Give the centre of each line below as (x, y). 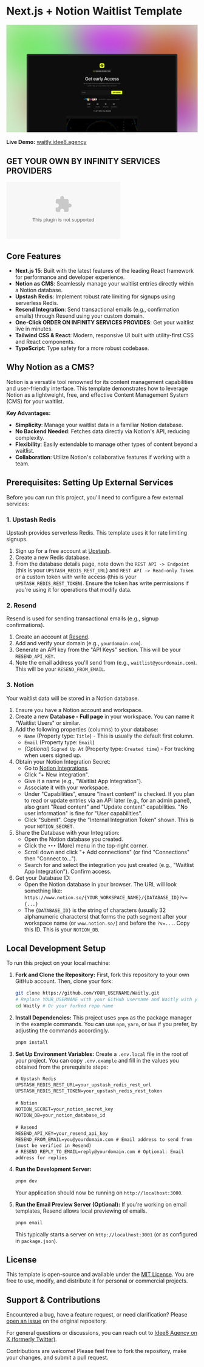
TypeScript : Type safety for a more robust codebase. (82, 348)
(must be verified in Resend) (53, 1146)
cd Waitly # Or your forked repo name (64, 1006)
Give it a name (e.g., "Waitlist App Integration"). (83, 781)
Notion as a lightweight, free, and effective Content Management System (97, 395)
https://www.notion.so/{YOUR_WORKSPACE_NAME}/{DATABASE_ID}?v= (106, 897)
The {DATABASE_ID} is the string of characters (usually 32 (95, 910)
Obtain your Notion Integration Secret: (63, 761)
